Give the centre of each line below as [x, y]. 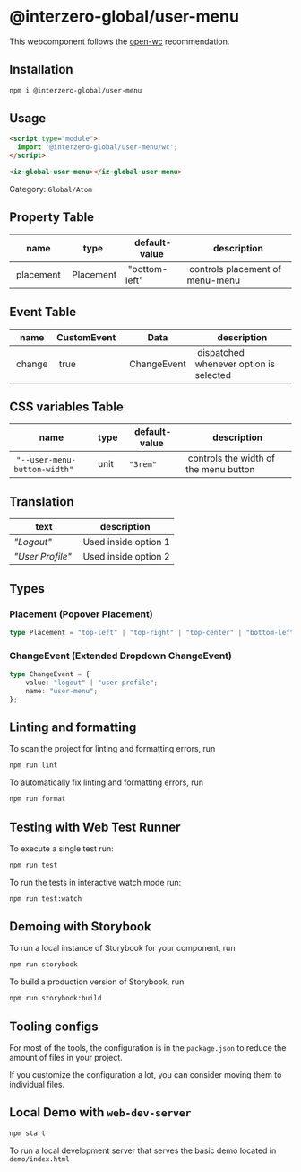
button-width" [44, 470]
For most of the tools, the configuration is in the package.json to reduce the [148, 1048]
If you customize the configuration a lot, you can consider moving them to [146, 1075]
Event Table [43, 312]
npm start [28, 1133]
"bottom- [148, 269]
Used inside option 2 [126, 557]
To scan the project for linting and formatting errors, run [112, 749]
